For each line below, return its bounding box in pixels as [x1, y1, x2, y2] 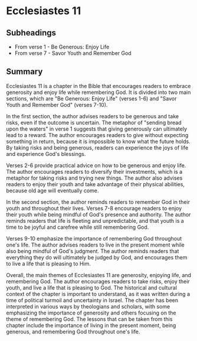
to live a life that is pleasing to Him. [6, 260, 91, 267]
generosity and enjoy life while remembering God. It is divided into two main [6, 89, 191, 96]
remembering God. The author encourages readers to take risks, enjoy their [6, 278, 190, 285]
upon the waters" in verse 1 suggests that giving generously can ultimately [6, 125, 188, 132]
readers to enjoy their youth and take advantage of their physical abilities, [6, 180, 185, 187]
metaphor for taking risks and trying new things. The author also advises [6, 174, 183, 181]
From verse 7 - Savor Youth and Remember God [14, 50, 132, 57]
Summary [6, 67, 43, 77]
